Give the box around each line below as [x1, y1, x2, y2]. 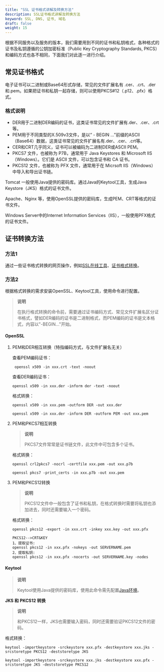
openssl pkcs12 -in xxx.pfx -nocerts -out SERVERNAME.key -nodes [12, 554, 148, 560]
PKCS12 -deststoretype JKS [33, 649, 89, 654]
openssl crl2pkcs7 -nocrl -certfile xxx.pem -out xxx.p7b [12, 462, 133, 467]
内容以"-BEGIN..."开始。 [25, 321, 74, 327]
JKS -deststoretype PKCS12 [33, 662, 89, 667]
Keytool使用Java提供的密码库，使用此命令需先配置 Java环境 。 [17, 587, 142, 593]
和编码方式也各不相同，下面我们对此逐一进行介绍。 [5, 52, 108, 58]
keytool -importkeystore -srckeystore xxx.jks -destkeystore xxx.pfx [5, 658, 150, 663]
